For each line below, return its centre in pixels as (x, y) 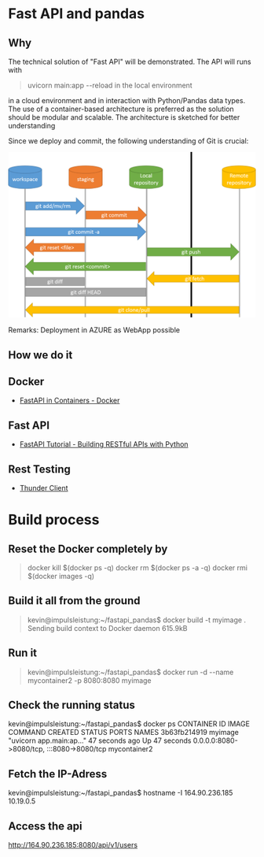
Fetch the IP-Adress (58, 774)
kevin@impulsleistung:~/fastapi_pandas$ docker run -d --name (130, 672)
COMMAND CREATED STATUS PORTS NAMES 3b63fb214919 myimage (124, 733)
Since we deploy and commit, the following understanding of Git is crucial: (128, 141)
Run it (23, 653)
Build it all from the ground (74, 601)
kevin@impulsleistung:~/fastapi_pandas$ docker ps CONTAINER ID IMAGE (129, 724)
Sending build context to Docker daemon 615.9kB (107, 628)
